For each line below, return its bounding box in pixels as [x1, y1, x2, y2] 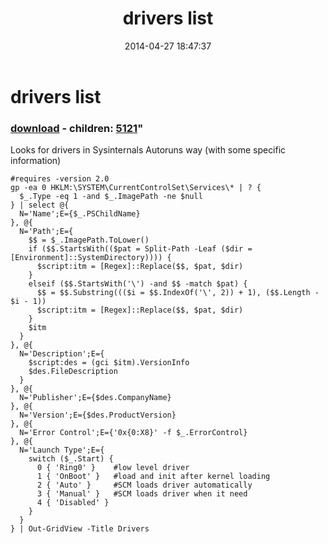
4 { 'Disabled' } [36, 498, 110, 508]
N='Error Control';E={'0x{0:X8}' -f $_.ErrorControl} [19, 428, 248, 438]
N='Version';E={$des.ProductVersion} [19, 410, 177, 421]
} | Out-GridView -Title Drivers [10, 524, 150, 534]
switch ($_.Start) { [28, 454, 114, 464]
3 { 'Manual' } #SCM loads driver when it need [36, 489, 248, 499]
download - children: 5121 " [10, 121, 144, 135]
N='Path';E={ [19, 227, 74, 237]
